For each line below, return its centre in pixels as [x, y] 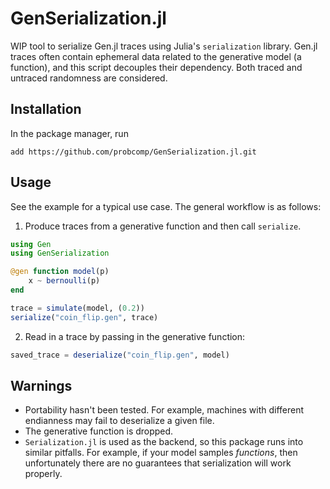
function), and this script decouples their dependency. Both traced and [156, 67]
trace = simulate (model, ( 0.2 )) [77, 308]
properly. [43, 474]
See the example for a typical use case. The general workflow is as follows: [166, 206]
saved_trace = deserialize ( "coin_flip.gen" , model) [120, 355]
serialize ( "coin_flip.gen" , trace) [84, 317]
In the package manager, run [69, 133]
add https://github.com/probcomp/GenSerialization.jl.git [133, 152]
